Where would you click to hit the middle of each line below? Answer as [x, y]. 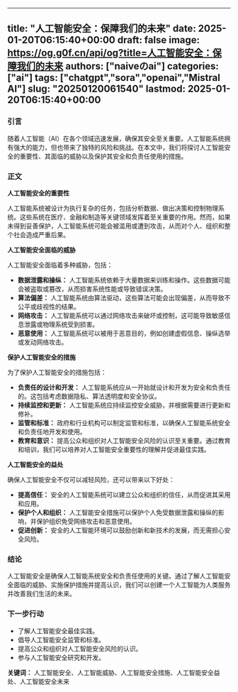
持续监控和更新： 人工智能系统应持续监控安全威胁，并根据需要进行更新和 [124, 405]
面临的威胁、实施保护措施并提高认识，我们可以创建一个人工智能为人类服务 [122, 585]
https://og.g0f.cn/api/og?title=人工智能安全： [110, 53]
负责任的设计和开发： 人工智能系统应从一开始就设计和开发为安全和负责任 [124, 387]
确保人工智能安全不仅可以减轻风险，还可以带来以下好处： [91, 479]
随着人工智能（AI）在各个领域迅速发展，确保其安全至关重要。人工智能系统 [116, 138]
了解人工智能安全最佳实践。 [58, 631]
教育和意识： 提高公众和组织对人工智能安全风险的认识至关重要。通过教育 [124, 440]
